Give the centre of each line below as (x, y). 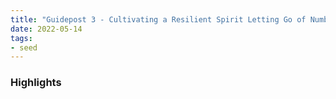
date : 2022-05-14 (46, 29)
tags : (21, 38)
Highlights (36, 83)
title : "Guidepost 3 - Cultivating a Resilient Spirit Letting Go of (158, 19)
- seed (24, 47)
